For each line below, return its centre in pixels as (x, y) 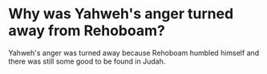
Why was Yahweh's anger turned (121, 14)
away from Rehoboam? (87, 31)
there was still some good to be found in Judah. (87, 61)
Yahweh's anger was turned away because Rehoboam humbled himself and (134, 53)
